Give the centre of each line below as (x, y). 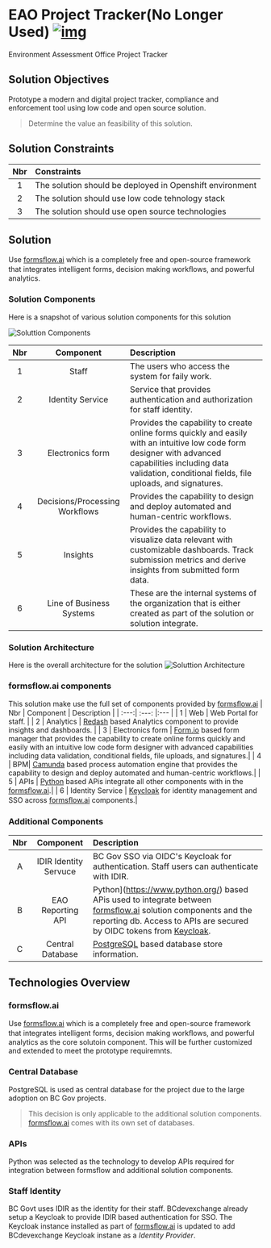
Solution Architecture (51, 647)
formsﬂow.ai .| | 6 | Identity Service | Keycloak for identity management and (133, 791)
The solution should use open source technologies (131, 211)
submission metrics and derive (188, 560)
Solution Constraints (61, 149)
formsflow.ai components (60, 686)
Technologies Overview (69, 982)
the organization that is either (186, 603)
